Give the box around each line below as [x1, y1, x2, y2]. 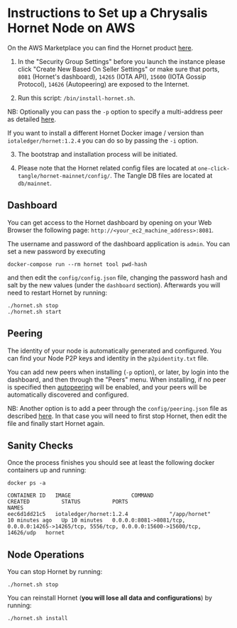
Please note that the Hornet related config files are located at [17, 163, 197, 172]
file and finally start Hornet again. [7, 419, 105, 427]
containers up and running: [7, 466, 87, 475]
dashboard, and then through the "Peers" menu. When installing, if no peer [7, 375, 226, 384]
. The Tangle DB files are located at [109, 171, 213, 180]
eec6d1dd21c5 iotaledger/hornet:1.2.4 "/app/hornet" [7, 511, 211, 518]
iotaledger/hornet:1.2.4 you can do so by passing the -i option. [7, 136, 199, 145]
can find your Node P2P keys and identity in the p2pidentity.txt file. [7, 353, 209, 363]
